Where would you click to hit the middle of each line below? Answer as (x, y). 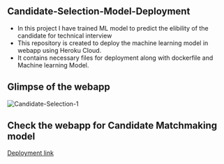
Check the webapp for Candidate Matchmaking (112, 125)
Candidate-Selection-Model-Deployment (99, 11)
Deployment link (31, 153)
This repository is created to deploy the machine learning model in (113, 43)
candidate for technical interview (65, 35)
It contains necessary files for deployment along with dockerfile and (115, 58)
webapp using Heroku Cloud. (59, 50)
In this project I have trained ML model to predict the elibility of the (113, 28)
